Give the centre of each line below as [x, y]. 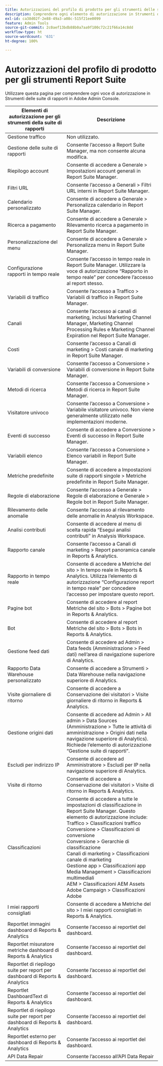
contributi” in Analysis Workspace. [106, 536]
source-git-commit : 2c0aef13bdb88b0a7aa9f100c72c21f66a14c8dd [69, 28]
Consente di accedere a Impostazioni [109, 469]
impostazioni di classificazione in [104, 805]
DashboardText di [28, 996]
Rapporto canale [26, 550]
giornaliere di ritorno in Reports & [104, 700]
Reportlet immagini [29, 924]
